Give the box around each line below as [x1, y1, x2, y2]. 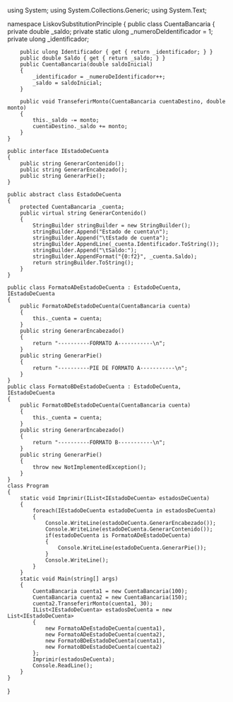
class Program [7, 482, 49, 489]
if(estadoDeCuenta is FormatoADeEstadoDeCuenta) [44, 532, 191, 539]
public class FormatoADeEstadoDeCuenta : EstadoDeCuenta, [7, 284, 181, 291]
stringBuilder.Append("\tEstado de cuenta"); [32, 234, 169, 242]
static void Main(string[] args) [20, 575, 119, 582]
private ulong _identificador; [7, 35, 90, 43]
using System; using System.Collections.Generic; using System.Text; [7, 6, 207, 14]
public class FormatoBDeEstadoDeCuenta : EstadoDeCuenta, [7, 383, 181, 390]
